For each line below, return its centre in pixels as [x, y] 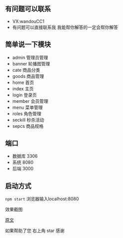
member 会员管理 [30, 101]
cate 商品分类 [26, 70]
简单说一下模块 [28, 45]
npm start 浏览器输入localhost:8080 [42, 199]
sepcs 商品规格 [28, 126]
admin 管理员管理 [30, 57]
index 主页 [23, 88]
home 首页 [23, 82]
